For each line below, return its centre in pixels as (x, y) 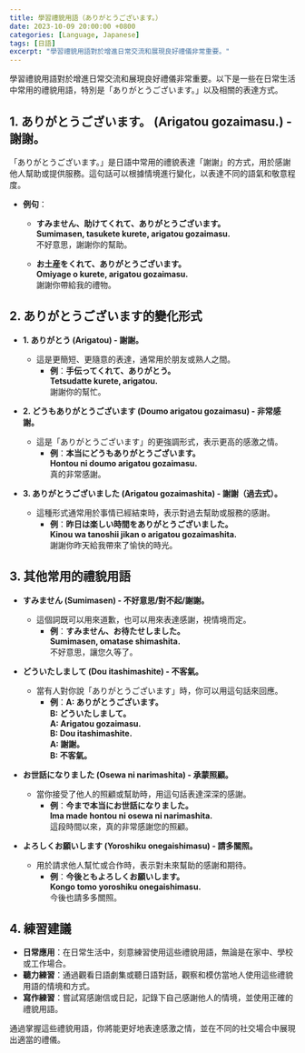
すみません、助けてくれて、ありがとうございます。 (131, 223)
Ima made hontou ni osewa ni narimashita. (131, 816)
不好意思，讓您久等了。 (93, 652)
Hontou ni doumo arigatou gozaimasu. (123, 463)
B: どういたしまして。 (90, 713)
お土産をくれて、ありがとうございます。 (111, 264)
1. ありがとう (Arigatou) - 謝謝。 (83, 340)
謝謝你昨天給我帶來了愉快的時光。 (113, 545)
